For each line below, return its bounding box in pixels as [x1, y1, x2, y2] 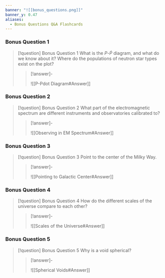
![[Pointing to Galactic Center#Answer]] [30, 174, 114, 180]
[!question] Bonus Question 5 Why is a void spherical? [17, 247, 131, 253]
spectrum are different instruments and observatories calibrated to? [17, 110, 160, 116]
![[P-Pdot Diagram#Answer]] [30, 80, 91, 86]
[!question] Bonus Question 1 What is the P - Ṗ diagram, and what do [17, 50, 159, 56]
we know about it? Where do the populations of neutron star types [17, 55, 157, 61]
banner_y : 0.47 [5, 12, 38, 17]
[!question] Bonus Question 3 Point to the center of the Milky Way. [17, 154, 157, 160]
